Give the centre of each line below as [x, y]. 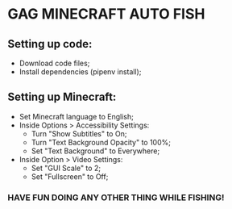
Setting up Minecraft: [62, 97]
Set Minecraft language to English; [76, 116]
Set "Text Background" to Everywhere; [95, 151]
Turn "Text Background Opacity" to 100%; [101, 142]
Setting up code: [50, 44]
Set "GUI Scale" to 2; [66, 168]
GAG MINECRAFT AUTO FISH [106, 14]
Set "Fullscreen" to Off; [70, 176]
